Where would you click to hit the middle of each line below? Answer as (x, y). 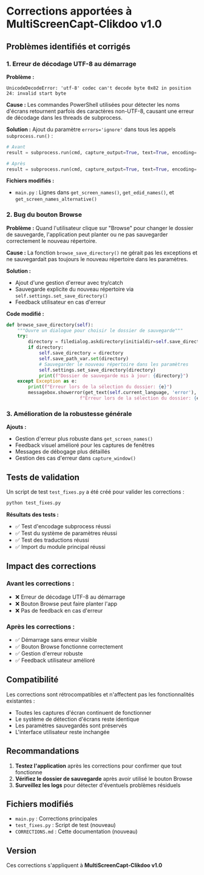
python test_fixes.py (34, 503)
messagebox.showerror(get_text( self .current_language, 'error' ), (113, 393)
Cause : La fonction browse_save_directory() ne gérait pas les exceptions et (102, 253)
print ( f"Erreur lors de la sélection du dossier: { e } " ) (100, 387)
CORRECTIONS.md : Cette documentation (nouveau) (76, 832)
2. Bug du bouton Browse (44, 215)
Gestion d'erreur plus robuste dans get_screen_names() (84, 439)
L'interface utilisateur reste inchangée (62, 732)
